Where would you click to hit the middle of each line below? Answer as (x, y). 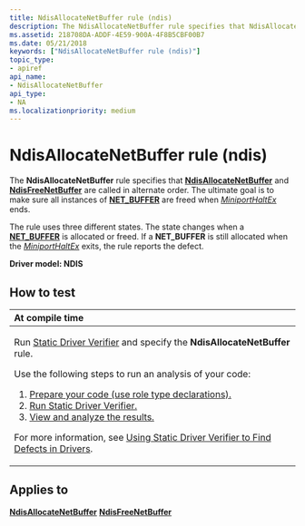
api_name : (28, 77)
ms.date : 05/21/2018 (49, 43)
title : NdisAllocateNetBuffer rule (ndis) (91, 18)
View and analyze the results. (92, 417)
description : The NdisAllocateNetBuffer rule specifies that (128, 26)
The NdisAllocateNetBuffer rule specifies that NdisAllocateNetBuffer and (149, 180)
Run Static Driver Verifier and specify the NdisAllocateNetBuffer (152, 342)
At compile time (49, 318)
